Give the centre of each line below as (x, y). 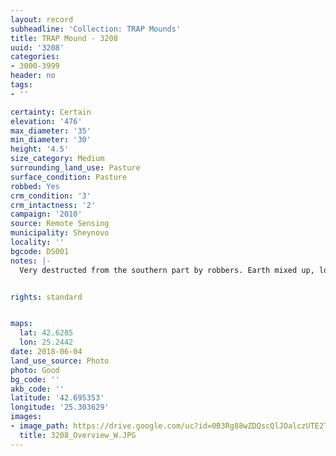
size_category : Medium (57, 159)
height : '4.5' (40, 149)
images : (26, 417)
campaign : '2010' (46, 214)
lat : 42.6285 (46, 333)
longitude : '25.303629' (60, 407)
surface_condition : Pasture (69, 177)
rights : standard (46, 297)
